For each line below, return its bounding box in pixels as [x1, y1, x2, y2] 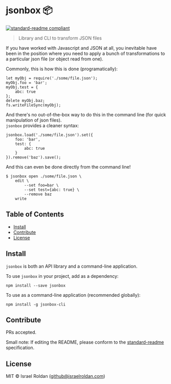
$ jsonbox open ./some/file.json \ [6, 173, 82, 179]
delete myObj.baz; [6, 98, 45, 103]
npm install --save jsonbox [6, 283, 66, 288]
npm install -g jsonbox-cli [6, 301, 66, 307]
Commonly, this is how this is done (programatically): [6, 66, 118, 72]
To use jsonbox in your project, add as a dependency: [6, 273, 119, 279]
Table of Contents [6, 210, 65, 219]
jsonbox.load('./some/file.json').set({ [6, 132, 94, 137]
